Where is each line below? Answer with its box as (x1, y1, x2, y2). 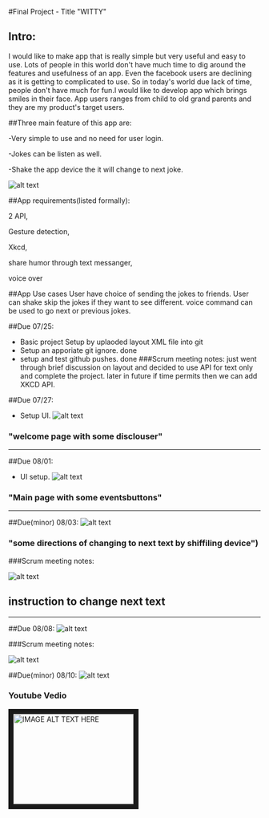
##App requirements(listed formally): (8, 196, 130, 205)
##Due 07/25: (8, 321, 54, 331)
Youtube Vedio (8, 690, 67, 701)
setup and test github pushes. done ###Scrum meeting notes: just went (19, 354, 257, 363)
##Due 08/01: (8, 456, 54, 466)
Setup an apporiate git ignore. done (19, 345, 138, 355)
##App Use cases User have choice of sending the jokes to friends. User (8, 289, 250, 298)
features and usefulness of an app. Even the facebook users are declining (8, 68, 252, 78)
